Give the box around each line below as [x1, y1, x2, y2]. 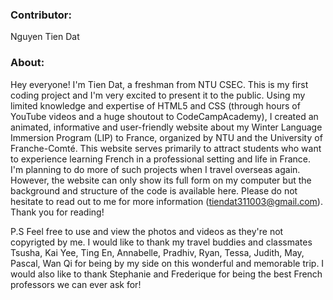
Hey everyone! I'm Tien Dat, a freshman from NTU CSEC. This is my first [10, 78, 309, 90]
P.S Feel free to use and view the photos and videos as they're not [10, 225, 284, 237]
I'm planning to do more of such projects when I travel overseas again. [10, 163, 301, 175]
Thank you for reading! [10, 206, 105, 218]
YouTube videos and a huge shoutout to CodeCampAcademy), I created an [10, 110, 319, 122]
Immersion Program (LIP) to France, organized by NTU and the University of [10, 131, 323, 143]
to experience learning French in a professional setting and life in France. [10, 153, 311, 165]
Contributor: [10, 8, 72, 22]
